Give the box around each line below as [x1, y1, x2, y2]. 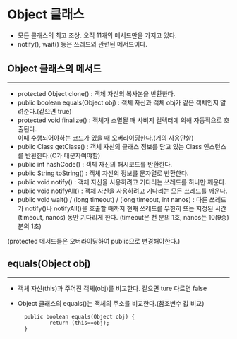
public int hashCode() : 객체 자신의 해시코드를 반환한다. [17, 160, 173, 168]
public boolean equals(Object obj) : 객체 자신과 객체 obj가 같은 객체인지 [17, 98, 219, 107]
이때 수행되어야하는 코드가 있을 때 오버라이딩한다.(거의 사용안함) [17, 133, 194, 142]
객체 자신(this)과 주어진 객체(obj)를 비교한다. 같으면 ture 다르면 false [17, 284, 207, 292]
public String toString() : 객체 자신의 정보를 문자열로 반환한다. [17, 169, 189, 177]
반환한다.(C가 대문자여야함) [25, 151, 101, 160]
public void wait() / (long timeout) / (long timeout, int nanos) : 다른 [17, 195, 208, 203]
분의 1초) [17, 222, 42, 230]
